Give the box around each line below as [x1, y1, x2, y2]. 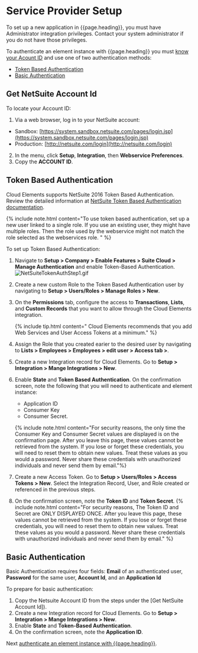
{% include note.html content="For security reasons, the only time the [14, 424, 186, 431]
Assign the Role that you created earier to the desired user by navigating [14, 340, 191, 348]
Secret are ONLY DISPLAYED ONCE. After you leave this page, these [14, 510, 182, 517]
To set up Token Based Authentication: [6, 245, 100, 252]
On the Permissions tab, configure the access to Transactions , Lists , [14, 298, 185, 305]
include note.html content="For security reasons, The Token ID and [14, 503, 179, 510]
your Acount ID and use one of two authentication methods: [6, 54, 152, 61]
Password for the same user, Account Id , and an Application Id [6, 574, 161, 581]
